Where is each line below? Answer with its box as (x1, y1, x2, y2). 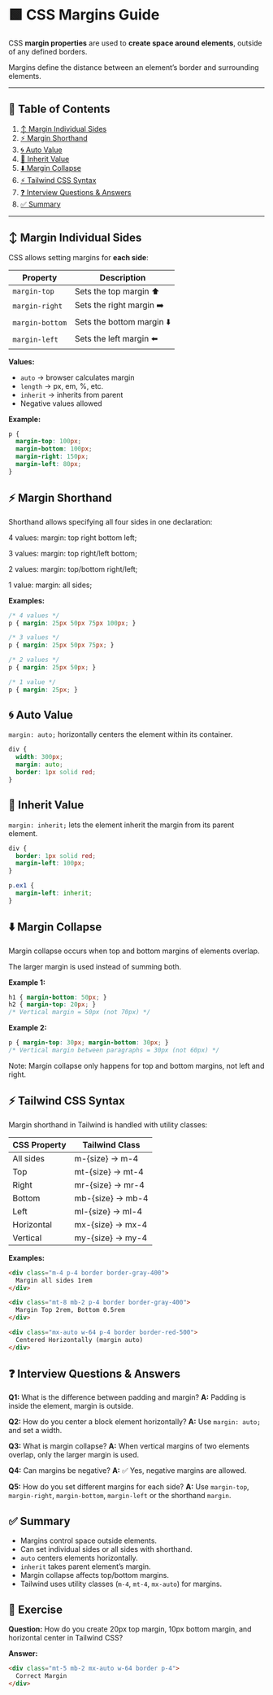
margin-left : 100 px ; (15, 859, 85, 868)
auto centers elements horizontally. (19, 1553, 138, 1563)
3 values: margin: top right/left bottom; (8, 548, 138, 558)
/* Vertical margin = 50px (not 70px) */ (8, 1009, 151, 1017)
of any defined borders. (8, 46, 88, 56)
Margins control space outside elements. (19, 1536, 157, 1545)
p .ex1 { (8, 882, 35, 890)
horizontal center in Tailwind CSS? (8, 1633, 123, 1643)
